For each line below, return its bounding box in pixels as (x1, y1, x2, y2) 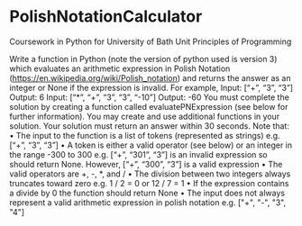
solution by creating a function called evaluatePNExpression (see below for (9, 101, 288, 112)
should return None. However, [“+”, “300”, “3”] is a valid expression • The (9, 158, 283, 169)
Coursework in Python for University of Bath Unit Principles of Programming (9, 36, 292, 47)
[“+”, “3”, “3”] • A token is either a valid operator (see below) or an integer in (9, 140, 293, 150)
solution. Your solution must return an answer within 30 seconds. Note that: (9, 120, 290, 131)
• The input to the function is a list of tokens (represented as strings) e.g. (9, 130, 281, 140)
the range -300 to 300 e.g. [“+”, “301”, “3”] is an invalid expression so (9, 149, 268, 159)
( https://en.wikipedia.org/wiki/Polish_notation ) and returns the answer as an (9, 72, 291, 83)
